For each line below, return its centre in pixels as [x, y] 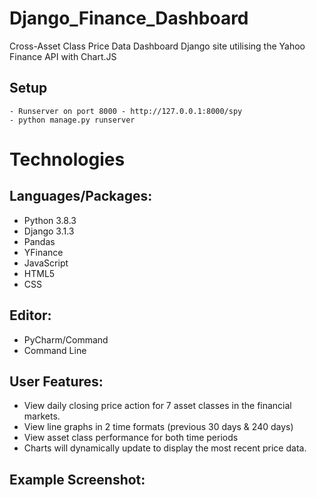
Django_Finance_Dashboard [129, 18]
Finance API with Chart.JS [63, 56]
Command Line [55, 350]
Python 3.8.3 [50, 220]
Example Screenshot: [77, 479]
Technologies [67, 159]
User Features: [56, 381]
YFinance [43, 252]
